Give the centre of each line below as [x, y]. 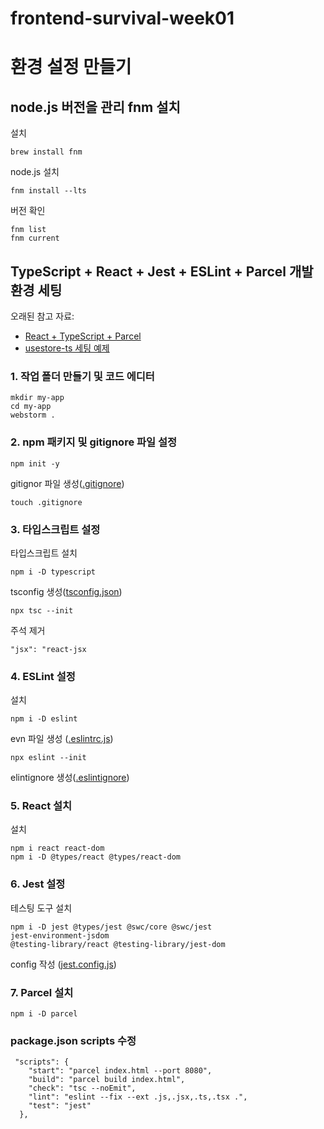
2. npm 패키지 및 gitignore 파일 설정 [94, 442]
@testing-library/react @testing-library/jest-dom [118, 944]
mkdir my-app [37, 398]
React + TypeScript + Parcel [83, 336]
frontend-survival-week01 [122, 18]
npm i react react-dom [57, 848]
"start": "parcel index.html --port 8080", [120, 1071]
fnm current [35, 238]
